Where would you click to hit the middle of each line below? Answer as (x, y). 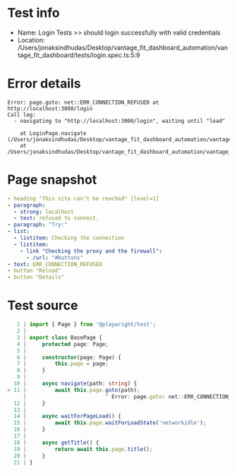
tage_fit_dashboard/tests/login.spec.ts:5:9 (79, 55)
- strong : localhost (44, 212)
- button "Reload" (34, 271)
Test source (43, 306)
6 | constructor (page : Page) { (69, 357)
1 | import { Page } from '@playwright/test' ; (86, 325)
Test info (34, 13)
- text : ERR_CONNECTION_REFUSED (55, 264)
